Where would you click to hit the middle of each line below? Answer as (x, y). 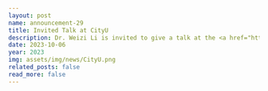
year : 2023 (26, 52)
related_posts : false (44, 67)
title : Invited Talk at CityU (59, 30)
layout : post (30, 15)
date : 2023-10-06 (37, 45)
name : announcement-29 (46, 23)
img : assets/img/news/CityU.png (62, 60)
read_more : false (37, 74)
